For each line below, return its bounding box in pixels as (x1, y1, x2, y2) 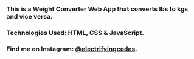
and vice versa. (6, 12, 53, 20)
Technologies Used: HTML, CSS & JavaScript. (6, 28, 144, 37)
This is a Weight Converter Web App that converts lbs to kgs (6, 5, 189, 13)
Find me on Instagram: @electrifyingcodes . (6, 45, 138, 53)
